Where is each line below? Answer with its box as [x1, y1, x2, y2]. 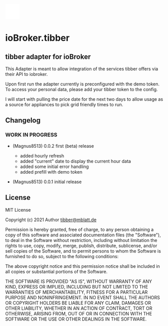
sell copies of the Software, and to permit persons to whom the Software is [5, 248, 161, 254]
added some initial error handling [20, 164, 89, 170]
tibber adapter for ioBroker [5, 52, 91, 61]
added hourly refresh [20, 152, 65, 158]
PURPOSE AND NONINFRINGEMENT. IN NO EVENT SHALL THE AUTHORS [5, 294, 160, 300]
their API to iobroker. [5, 71, 48, 77]
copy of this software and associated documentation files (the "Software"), [5, 232, 161, 238]
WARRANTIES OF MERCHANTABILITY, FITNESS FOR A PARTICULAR [5, 289, 148, 295]
